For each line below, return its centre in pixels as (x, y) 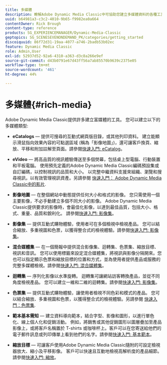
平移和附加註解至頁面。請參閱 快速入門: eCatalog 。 (73, 148)
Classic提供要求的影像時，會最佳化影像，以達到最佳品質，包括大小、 (83, 207)
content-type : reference (31, 28)
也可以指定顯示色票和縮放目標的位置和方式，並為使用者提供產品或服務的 (86, 259)
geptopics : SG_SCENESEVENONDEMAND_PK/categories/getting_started (74, 38)
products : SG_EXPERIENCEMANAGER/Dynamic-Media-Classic (63, 33)
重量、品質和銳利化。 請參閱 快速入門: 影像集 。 (69, 213)
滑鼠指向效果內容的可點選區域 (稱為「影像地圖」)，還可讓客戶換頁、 (85, 143)
